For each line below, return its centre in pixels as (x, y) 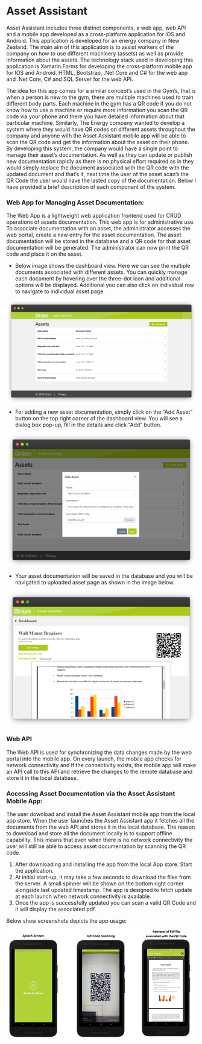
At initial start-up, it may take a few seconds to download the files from (103, 877)
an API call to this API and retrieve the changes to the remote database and (99, 771)
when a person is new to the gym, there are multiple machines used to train (100, 97)
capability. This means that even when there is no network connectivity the (99, 840)
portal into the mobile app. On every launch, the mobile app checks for (94, 759)
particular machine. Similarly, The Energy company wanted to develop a (96, 122)
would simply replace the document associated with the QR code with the (98, 168)
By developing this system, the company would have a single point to (92, 148)
